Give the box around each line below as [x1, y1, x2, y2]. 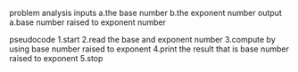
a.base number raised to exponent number [9, 17, 167, 28]
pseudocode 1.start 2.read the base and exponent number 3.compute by [9, 35, 277, 44]
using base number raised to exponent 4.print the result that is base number [9, 44, 290, 54]
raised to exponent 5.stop [9, 53, 103, 63]
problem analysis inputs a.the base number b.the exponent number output [9, 8, 283, 18]
